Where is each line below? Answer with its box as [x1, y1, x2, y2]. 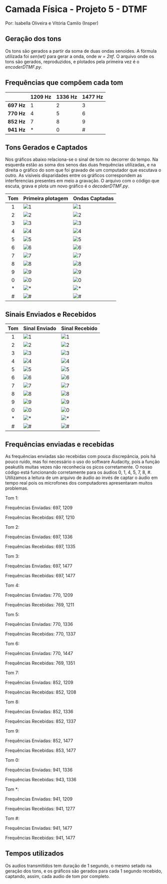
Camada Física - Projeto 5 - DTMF [5, 4, 147, 15]
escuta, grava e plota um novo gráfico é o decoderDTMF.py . [5, 183, 129, 189]
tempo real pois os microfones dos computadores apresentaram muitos [5, 480, 152, 486]
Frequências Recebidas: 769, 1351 [5, 660, 75, 666]
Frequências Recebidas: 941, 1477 [5, 835, 75, 840]
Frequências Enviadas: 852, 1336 [5, 709, 73, 715]
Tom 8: [5, 699, 20, 705]
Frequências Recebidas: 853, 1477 [5, 748, 76, 753]
